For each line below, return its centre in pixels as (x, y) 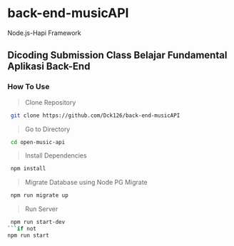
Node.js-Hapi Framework (45, 33)
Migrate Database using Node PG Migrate (86, 183)
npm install (28, 169)
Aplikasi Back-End (49, 67)
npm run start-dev (38, 222)
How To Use (29, 87)
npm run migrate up (40, 195)
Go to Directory (47, 129)
